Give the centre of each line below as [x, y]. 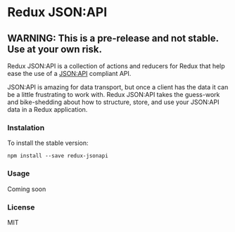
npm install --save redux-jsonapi [58, 156]
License [21, 207]
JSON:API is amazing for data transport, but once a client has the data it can [118, 87]
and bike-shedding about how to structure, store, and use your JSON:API [113, 102]
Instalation [26, 127]
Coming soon [27, 189]
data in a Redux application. [47, 109]
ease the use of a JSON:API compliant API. [69, 73]
